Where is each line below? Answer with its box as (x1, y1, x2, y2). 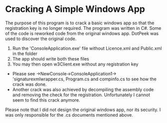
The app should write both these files (12, 56, 89, 61)
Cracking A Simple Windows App (5, 3, 146, 15)
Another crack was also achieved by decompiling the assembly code (12, 86, 154, 92)
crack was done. (12, 81, 47, 87)
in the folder (12, 51, 37, 57)
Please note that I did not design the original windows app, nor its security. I (5, 107, 161, 113)
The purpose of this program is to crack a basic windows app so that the (5, 20, 155, 26)
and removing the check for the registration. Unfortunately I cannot (12, 92, 151, 98)
